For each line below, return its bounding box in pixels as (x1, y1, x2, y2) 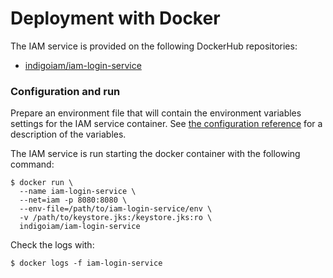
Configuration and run (10, 84, 121, 98)
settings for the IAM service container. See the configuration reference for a (10, 118, 323, 130)
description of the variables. (10, 128, 127, 141)
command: (10, 158, 55, 171)
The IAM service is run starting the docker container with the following (10, 148, 301, 160)
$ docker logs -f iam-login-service (10, 258, 163, 269)
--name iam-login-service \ (19, 187, 137, 197)
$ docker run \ (10, 178, 74, 188)
